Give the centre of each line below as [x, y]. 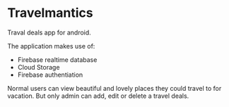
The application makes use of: [51, 46]
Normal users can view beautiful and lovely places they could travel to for [114, 88]
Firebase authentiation [50, 75]
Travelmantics [50, 13]
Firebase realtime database [57, 59]
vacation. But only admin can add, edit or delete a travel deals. [98, 96]
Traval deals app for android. [49, 32]
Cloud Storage [39, 67]
